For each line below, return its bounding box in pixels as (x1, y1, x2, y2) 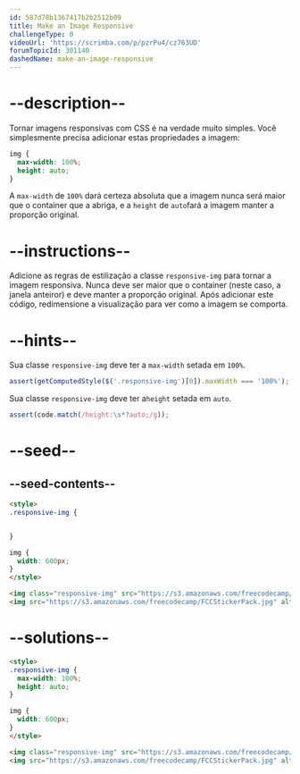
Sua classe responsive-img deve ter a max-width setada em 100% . (9, 359, 246, 371)
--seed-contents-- (9, 475, 116, 492)
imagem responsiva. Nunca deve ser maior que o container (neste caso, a (9, 280, 281, 290)
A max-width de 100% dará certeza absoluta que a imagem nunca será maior (9, 190, 286, 201)
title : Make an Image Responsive (9, 21, 134, 30)
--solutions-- (9, 627, 110, 648)
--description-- (9, 93, 127, 114)
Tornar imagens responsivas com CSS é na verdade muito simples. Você (9, 122, 277, 133)
